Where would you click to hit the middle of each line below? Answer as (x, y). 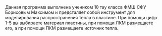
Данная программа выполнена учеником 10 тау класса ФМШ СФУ (76, 7)
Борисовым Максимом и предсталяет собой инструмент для (70, 12)
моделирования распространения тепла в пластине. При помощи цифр (81, 18)
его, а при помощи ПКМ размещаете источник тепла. (62, 28)
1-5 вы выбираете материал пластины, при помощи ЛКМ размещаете (79, 23)
